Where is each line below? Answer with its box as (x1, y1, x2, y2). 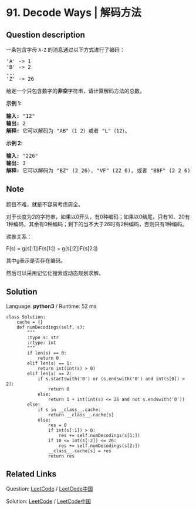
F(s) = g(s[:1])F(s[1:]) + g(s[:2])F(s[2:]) (6, 244, 98, 251)
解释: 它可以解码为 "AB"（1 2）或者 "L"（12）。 (6, 128, 130, 134)
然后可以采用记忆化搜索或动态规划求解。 (6, 269, 104, 276)
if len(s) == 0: (27, 350, 67, 356)
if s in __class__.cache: (37, 406, 101, 413)
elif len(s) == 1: (27, 360, 72, 366)
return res (48, 453, 75, 459)
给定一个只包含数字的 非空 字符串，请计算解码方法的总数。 (6, 87, 145, 94)
